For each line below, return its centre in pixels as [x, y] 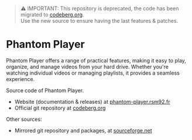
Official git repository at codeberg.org [60, 108]
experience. [20, 79]
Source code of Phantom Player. [45, 90]
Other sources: [24, 119]
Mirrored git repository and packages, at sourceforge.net [83, 130]
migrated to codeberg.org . [52, 15]
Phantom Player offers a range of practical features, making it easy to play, [96, 60]
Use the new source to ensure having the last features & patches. [99, 21]
